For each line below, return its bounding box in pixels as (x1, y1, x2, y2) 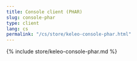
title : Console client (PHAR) (6, 8, 83, 15)
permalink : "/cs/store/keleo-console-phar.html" (6, 31, 132, 37)
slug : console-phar (6, 14, 56, 21)
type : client (6, 20, 39, 26)
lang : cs (6, 25, 28, 32)
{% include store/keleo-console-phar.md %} (6, 48, 118, 55)
